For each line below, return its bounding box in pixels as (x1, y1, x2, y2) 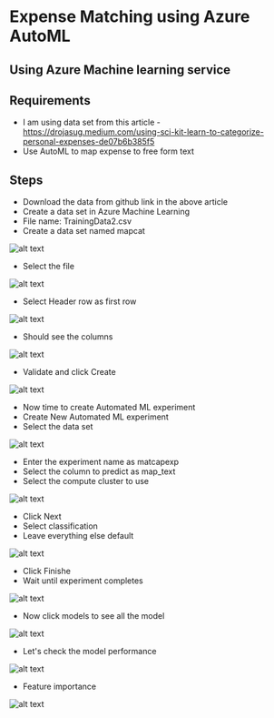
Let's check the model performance (22, 646, 157, 657)
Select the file (22, 261, 75, 272)
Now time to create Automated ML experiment (22, 402, 196, 413)
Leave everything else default (22, 531, 134, 541)
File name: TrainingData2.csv (22, 216, 132, 227)
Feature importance (22, 681, 97, 693)
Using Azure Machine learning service (9, 62, 231, 77)
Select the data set (22, 421, 93, 432)
